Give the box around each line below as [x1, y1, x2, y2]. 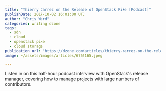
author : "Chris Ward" [5, 16, 50, 21]
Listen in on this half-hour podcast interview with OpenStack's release [5, 71, 148, 77]
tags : [5, 26, 16, 30]
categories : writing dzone [5, 21, 61, 26]
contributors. [5, 81, 32, 87]
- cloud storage [9, 44, 43, 49]
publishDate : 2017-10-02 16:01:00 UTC [5, 12, 85, 17]
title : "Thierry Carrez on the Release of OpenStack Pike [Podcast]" [5, 7, 152, 12]
